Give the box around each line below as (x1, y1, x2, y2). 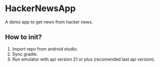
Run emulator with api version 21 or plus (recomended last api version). (12, 56, 155, 62)
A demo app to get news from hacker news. (5, 19, 93, 25)
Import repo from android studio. (12, 46, 78, 51)
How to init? (5, 33, 42, 41)
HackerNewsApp (5, 3, 76, 14)
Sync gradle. (12, 51, 38, 57)
